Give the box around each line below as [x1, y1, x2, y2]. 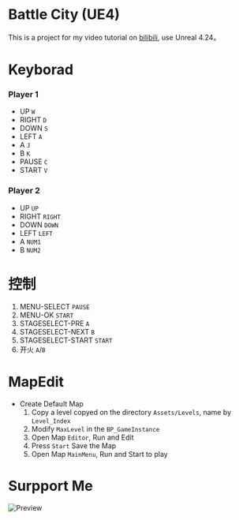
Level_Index [31, 417, 71, 425]
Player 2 [8, 185, 41, 196]
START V [19, 166, 48, 175]
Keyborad [8, 61, 73, 79]
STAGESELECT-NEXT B [19, 327, 95, 336]
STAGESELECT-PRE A [19, 318, 90, 328]
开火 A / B [19, 345, 46, 354]
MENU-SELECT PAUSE [19, 301, 90, 311]
